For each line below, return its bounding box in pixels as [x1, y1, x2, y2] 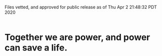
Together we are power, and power [4, 32, 150, 43]
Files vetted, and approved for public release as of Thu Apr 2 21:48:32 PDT [4, 4, 157, 10]
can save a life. [4, 42, 68, 54]
